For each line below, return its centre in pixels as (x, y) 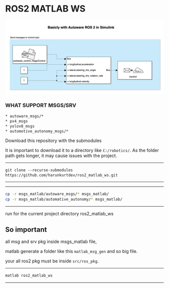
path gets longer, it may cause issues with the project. (61, 156)
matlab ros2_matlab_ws (29, 276)
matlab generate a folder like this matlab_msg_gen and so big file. (71, 251)
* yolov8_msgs (20, 126)
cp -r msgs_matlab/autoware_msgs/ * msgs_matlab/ (57, 194)
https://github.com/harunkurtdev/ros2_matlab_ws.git (62, 175)
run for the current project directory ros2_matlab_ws (60, 214)
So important (26, 230)
